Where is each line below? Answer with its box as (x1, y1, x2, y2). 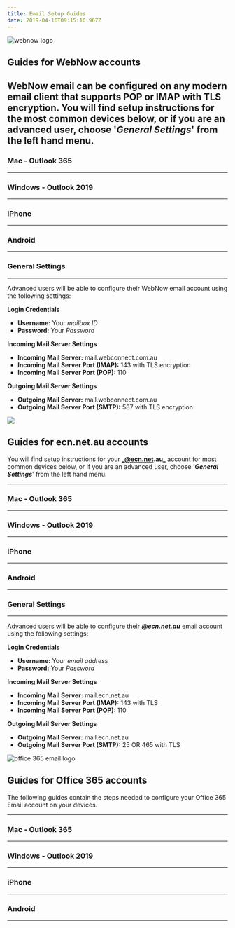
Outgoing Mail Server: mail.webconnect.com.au (17, 395, 157, 404)
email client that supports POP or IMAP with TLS (7, 91, 222, 103)
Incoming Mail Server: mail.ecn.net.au (17, 691, 129, 700)
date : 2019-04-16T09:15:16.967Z (7, 17, 101, 24)
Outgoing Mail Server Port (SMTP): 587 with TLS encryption (17, 402, 194, 411)
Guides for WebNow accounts (7, 56, 141, 68)
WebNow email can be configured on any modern (7, 80, 227, 92)
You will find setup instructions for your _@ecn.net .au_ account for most (7, 455, 217, 463)
